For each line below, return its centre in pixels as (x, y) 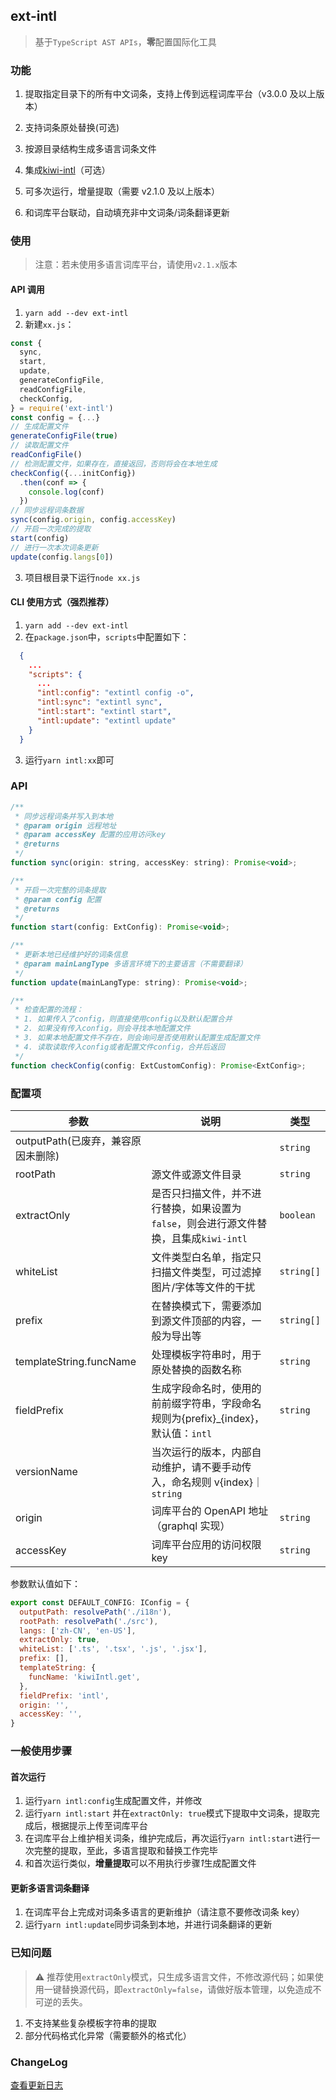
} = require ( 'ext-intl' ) (62, 408)
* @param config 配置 (58, 899)
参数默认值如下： (45, 1583)
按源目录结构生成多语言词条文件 (90, 149)
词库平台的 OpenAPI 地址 (210, 1511)
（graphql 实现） (191, 1526)
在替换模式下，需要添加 (206, 1306)
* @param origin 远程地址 (65, 825)
